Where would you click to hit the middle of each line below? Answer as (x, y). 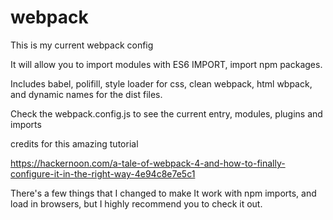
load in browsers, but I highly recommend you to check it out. (136, 203)
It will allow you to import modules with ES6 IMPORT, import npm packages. (166, 64)
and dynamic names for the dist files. (86, 94)
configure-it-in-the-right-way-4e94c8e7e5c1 (103, 173)
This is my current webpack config (82, 45)
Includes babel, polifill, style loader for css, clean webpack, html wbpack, (161, 83)
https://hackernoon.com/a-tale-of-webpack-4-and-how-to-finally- (148, 163)
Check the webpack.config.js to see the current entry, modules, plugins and (166, 113)
